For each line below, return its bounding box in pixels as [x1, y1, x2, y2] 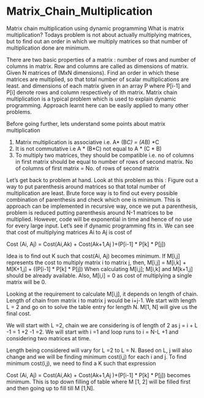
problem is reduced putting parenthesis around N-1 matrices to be [6, 209, 173, 216]
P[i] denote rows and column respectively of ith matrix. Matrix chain [6, 88, 178, 96]
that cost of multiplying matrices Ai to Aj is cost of [6, 228, 132, 235]
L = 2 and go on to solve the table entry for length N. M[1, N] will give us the [6, 303, 198, 310]
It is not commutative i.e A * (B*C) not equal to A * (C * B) [15, 145, 162, 152]
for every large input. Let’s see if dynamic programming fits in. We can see [6, 222, 194, 229]
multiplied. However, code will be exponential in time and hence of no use [6, 215, 192, 223]
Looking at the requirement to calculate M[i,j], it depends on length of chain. [6, 290, 198, 297]
